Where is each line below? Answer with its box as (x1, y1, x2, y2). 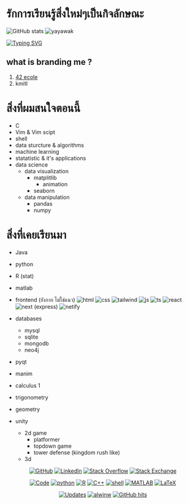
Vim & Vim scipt (15, 128, 56, 135)
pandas (33, 200, 53, 207)
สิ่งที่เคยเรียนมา (6, 228, 67, 242)
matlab (15, 284, 33, 291)
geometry (15, 405, 40, 413)
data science (15, 160, 48, 168)
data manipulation (24, 194, 70, 201)
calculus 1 (15, 382, 41, 389)
